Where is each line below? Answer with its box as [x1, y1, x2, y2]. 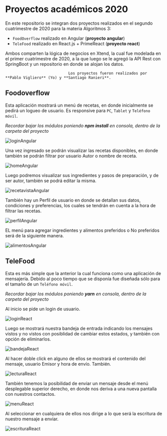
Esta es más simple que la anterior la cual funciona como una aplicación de [5, 270, 161, 276]
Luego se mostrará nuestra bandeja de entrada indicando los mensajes [5, 325, 153, 331]
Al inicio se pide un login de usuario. [5, 306, 80, 312]
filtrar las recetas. [5, 208, 42, 214]
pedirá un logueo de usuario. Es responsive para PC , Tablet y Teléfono [5, 107, 151, 114]
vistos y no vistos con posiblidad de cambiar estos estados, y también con [5, 330, 160, 336]
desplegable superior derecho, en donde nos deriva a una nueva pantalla [5, 386, 157, 392]
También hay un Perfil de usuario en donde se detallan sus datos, [5, 197, 141, 203]
